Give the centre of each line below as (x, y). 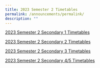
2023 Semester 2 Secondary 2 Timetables (48, 42)
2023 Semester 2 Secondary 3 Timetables (48, 51)
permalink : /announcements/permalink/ (45, 14)
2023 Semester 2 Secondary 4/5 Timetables (50, 61)
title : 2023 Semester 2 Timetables (41, 9)
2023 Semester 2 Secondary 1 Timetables (47, 33)
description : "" (22, 18)
